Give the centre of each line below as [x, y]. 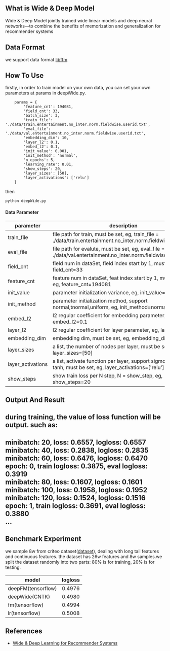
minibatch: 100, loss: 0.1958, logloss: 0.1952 [76, 490]
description [123, 225]
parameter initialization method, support [100, 300]
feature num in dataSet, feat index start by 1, [105, 278]
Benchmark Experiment [43, 539]
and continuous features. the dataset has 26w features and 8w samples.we [84, 556]
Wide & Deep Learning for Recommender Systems [65, 643]
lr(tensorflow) [24, 613]
